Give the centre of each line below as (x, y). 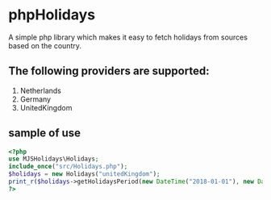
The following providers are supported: (109, 71)
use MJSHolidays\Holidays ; (54, 159)
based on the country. (45, 45)
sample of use (45, 133)
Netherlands (41, 90)
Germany (35, 99)
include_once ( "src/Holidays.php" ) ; (68, 167)
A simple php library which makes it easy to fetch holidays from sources (128, 37)
